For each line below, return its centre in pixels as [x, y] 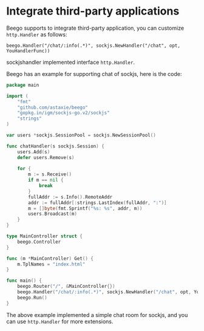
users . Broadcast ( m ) [53, 214]
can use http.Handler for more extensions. [60, 321]
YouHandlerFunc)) [28, 51]
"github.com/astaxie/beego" [53, 107]
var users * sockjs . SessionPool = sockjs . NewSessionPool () [81, 135]
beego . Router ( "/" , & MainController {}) [66, 287]
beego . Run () [32, 298]
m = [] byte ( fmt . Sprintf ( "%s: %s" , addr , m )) [85, 208]
